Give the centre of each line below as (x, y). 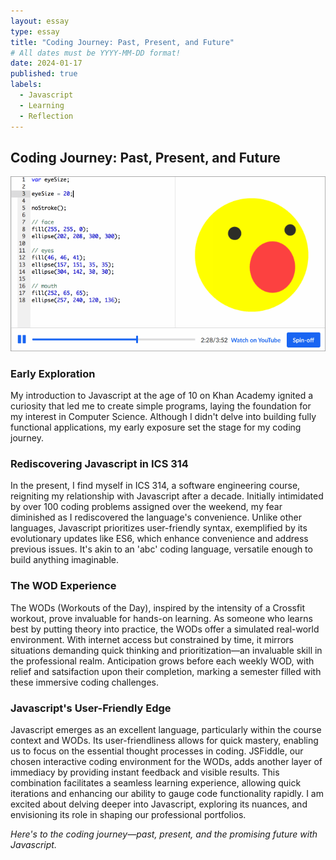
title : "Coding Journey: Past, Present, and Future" (122, 42)
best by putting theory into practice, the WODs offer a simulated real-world (165, 629)
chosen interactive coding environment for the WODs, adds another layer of (166, 762)
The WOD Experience (63, 586)
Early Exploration (53, 373)
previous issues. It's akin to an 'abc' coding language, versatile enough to (161, 549)
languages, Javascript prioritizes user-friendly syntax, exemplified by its (159, 528)
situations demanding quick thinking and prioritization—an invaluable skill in (166, 650)
